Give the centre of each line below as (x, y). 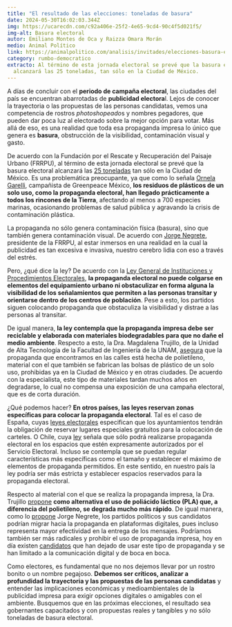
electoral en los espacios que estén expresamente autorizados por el (105, 444)
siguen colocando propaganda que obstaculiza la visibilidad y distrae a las (113, 307)
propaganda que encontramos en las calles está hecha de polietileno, (106, 357)
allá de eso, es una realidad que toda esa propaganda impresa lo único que (114, 128)
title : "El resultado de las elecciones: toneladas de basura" (100, 13)
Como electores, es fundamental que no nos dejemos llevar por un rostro (111, 566)
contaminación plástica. (41, 214)
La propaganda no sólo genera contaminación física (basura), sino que (108, 228)
